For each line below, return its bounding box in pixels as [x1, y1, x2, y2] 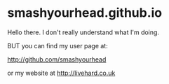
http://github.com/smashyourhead [7, 55, 107, 64]
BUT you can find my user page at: [7, 41, 108, 50]
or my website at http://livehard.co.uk [7, 69, 116, 77]
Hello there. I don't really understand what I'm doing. [7, 28, 160, 36]
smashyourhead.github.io [7, 5, 163, 21]
